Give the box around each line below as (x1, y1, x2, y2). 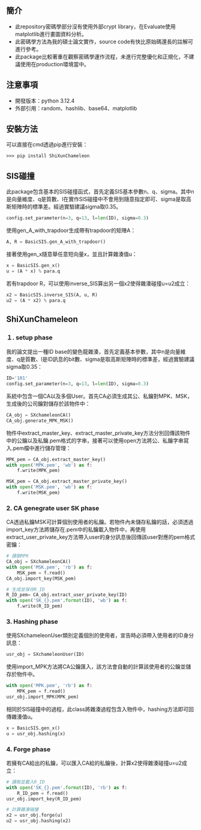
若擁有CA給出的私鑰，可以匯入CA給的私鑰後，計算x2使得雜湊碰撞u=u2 (6, 759, 182, 767)
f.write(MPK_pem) (17, 468, 61, 474)
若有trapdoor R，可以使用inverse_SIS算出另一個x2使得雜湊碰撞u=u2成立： (6, 280, 191, 287)
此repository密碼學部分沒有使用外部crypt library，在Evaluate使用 (14, 23, 176, 30)
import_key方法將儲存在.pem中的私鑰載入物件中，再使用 (6, 526, 146, 533)
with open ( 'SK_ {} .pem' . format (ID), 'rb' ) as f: (6, 784, 128, 791)
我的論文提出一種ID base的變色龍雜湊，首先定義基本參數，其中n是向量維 (6, 348, 186, 356)
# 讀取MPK (6, 553, 29, 559)
